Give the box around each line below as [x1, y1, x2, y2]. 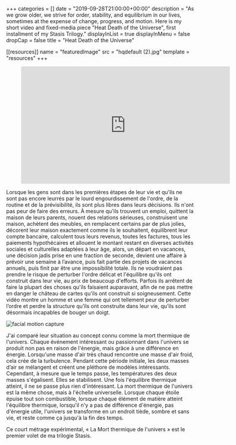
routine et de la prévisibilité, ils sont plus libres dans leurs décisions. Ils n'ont [6, 201, 194, 208]
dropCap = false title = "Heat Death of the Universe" [6, 37, 135, 43]
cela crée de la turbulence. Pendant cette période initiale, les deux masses [6, 357, 190, 364]
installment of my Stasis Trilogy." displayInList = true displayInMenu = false [6, 30, 191, 38]
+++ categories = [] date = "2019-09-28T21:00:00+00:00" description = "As [6, 5, 194, 12]
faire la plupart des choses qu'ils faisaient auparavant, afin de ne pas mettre [6, 284, 193, 291]
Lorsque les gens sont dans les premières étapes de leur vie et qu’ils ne [6, 189, 183, 195]
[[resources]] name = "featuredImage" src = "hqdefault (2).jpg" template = [6, 48, 190, 55]
